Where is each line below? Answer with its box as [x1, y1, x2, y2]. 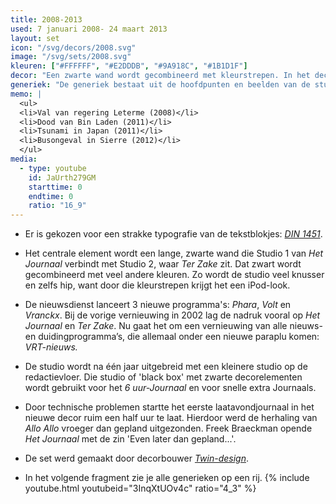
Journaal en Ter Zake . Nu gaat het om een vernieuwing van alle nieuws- [24, 320, 323, 332]
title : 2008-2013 [10, 14, 83, 25]
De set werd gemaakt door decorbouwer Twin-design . [24, 452, 250, 465]
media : [10, 154, 38, 164]
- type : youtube [19, 163, 87, 173]
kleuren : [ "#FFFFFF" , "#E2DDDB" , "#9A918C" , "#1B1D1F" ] [10, 61, 248, 71]
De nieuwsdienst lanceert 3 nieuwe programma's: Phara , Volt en [24, 299, 292, 311]
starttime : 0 [28, 182, 83, 192]
